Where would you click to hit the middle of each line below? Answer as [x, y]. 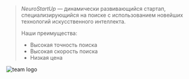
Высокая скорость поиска [64, 51]
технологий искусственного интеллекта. [73, 21]
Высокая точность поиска [64, 45]
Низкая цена [46, 58]
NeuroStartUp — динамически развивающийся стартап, [93, 9]
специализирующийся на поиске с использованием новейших [102, 15]
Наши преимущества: [49, 33]
